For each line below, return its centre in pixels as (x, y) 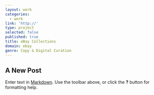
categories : (17, 14)
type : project (20, 28)
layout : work (19, 10)
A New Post (23, 70)
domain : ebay (19, 46)
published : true (22, 37)
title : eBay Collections (31, 42)
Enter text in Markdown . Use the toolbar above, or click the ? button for (77, 82)
